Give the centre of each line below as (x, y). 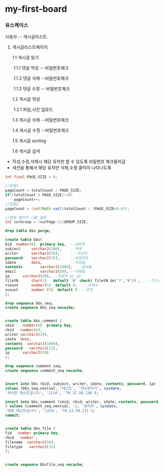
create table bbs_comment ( (34, 321)
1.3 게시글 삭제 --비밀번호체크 (41, 120)
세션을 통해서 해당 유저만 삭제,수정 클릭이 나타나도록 (61, 168)
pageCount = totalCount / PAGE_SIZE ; (43, 190)
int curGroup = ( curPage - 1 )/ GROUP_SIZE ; (47, 222)
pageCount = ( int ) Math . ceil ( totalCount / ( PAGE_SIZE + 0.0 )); (68, 209)
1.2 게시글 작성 (26, 99)
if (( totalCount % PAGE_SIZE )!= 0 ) (39, 195)
